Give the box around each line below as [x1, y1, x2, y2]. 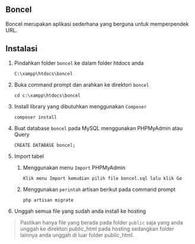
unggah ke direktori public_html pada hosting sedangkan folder [19, 225, 174, 232]
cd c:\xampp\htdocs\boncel [14, 93, 81, 98]
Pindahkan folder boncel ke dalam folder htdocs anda [14, 59, 144, 67]
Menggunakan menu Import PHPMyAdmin [22, 164, 125, 171]
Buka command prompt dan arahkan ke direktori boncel [14, 81, 149, 88]
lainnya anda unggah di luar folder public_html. [19, 231, 134, 238]
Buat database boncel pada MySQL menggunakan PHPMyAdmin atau [14, 124, 183, 131]
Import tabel [14, 153, 44, 160]
